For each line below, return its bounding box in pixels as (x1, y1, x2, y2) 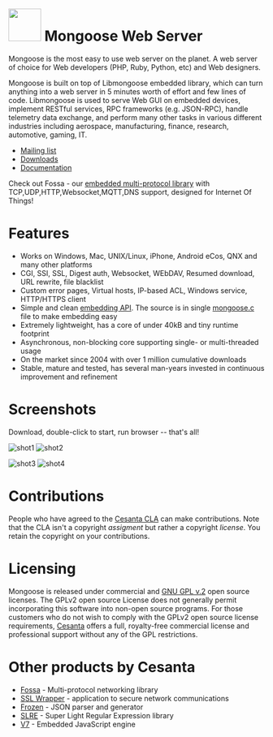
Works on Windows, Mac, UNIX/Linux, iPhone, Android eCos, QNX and (19, 251, 258, 261)
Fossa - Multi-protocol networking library (19, 684, 158, 694)
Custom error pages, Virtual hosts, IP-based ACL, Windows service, (19, 285, 248, 295)
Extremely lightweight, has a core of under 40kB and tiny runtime (19, 320, 239, 330)
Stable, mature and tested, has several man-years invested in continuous (19, 363, 266, 373)
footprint (19, 329, 50, 338)
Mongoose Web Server (44, 27, 203, 45)
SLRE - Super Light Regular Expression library (19, 710, 175, 720)
